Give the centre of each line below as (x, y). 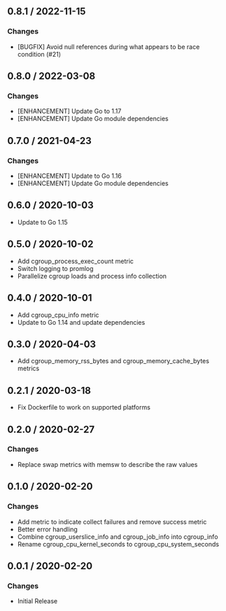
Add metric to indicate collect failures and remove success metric (112, 521)
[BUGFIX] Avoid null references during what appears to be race (108, 47)
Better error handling (48, 529)
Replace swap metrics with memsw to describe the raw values (107, 464)
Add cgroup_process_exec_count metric (76, 261)
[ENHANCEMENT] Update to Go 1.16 (70, 176)
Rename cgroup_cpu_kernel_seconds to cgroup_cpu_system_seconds (118, 544)
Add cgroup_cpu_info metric (58, 315)
